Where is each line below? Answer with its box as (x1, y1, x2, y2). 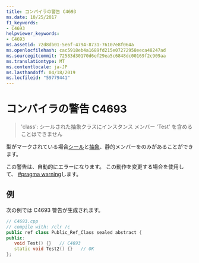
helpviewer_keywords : (6, 31, 60, 37)
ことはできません (20, 131, 63, 138)
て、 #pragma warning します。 (6, 170, 82, 178)
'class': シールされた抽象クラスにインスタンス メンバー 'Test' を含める (20, 123, 193, 131)
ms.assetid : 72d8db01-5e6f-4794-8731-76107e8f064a (6, 42, 134, 48)
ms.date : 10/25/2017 (6, 14, 58, 20)
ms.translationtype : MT (6, 58, 65, 64)
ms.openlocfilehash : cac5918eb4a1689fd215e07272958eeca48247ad (6, 47, 166, 53)
